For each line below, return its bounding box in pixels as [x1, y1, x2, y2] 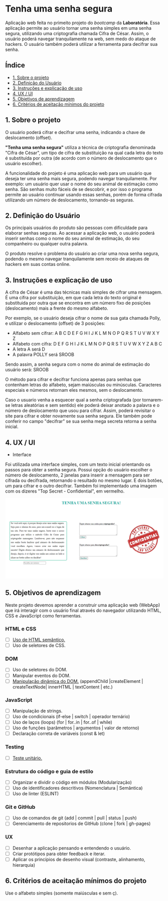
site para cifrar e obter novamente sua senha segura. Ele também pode [5, 413, 152, 419]
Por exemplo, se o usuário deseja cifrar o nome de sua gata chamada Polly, [5, 315, 161, 321]
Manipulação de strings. [12, 708, 63, 714]
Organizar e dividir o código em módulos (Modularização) [12, 779, 132, 785]
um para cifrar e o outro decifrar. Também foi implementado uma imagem [5, 483, 157, 489]
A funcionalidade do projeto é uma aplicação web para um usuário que [5, 170, 152, 176]
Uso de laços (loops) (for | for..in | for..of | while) [12, 719, 113, 725]
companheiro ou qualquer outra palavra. [5, 241, 89, 247]
